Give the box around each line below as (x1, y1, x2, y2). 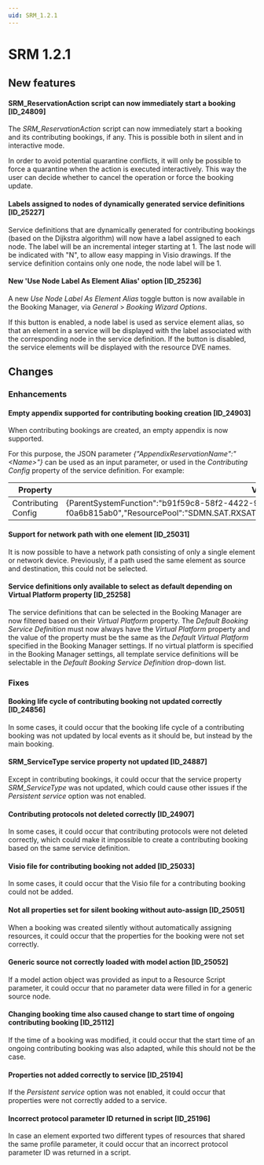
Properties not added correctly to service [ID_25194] (8, 1070, 183, 1079)
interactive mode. (8, 141, 65, 150)
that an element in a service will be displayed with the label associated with (8, 325, 251, 335)
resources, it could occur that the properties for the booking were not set (8, 931, 245, 940)
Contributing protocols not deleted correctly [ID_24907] (8, 809, 195, 819)
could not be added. (8, 887, 74, 896)
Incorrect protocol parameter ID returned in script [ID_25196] (8, 1113, 211, 1123)
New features (8, 76, 76, 90)
